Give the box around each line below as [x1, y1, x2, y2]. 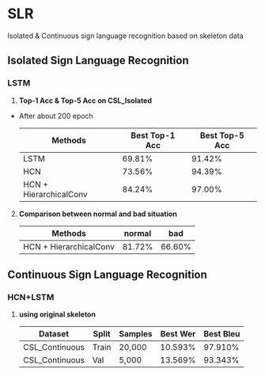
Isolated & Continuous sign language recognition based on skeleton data [7, 31, 244, 40]
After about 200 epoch [18, 111, 94, 120]
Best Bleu [203, 329, 240, 340]
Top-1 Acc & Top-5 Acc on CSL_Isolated [18, 96, 152, 105]
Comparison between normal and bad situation [18, 209, 177, 218]
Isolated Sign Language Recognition [7, 54, 189, 67]
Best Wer [160, 329, 196, 340]
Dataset [38, 329, 69, 340]
